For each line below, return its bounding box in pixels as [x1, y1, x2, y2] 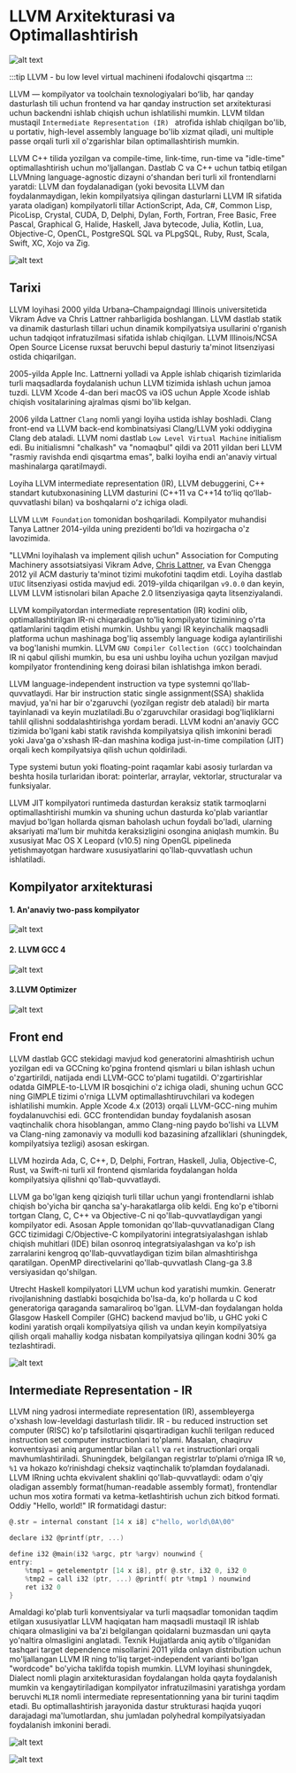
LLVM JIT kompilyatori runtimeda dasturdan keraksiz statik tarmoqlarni [9, 797, 267, 808]
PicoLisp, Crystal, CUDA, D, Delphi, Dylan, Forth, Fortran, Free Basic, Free [9, 209, 277, 220]
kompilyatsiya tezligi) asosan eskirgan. [9, 1138, 150, 1148]
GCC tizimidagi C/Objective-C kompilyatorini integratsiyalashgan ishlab [9, 1229, 269, 1240]
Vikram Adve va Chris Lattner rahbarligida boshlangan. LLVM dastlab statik [9, 313, 283, 324]
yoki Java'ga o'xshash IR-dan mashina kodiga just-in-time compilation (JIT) [9, 735, 285, 745]
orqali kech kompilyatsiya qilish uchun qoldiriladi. [9, 744, 188, 755]
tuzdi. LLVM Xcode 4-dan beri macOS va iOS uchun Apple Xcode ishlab [9, 387, 271, 398]
